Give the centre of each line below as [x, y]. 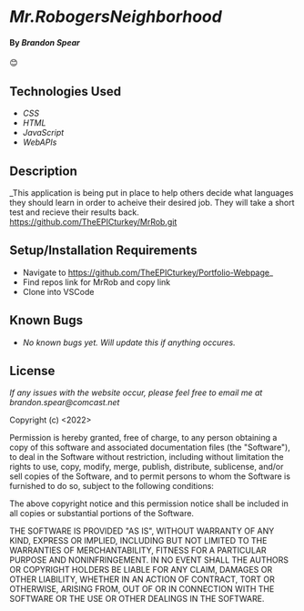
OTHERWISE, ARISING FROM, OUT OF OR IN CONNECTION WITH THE [142, 589]
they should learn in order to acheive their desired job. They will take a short [152, 203]
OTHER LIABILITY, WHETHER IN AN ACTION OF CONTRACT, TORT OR [142, 579]
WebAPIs [40, 142]
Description [43, 171]
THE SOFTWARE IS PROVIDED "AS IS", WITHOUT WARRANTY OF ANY [142, 531]
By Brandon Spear [45, 42]
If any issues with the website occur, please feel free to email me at [136, 392]
